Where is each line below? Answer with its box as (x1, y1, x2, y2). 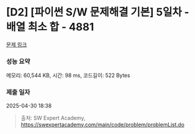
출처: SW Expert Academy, (20, 114, 86, 122)
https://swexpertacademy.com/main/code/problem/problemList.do (20, 121, 185, 128)
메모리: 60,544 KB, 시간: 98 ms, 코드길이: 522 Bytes (6, 72, 131, 79)
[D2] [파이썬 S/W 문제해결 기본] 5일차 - (6, 5, 190, 19)
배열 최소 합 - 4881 (6, 20, 94, 34)
